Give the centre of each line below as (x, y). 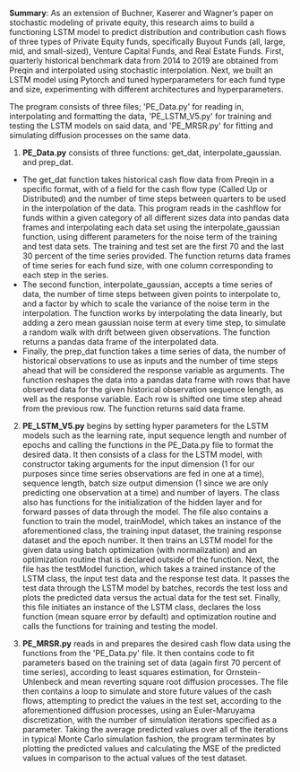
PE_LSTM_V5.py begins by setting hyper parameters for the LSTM (145, 426)
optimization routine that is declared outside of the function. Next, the (150, 559)
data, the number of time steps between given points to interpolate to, (151, 294)
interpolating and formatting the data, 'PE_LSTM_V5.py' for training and (141, 116)
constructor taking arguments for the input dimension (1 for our (138, 464)
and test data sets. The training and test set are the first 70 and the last (153, 246)
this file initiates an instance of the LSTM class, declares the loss (141, 607)
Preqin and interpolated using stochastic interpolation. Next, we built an (141, 70)
